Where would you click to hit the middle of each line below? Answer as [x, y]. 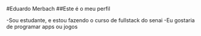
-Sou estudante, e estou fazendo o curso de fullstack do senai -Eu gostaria [100, 20]
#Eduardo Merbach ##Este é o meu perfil [58, 9]
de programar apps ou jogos [42, 27]
